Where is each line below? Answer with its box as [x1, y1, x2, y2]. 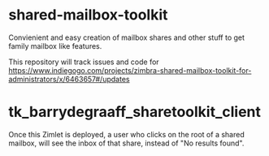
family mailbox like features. [8, 41, 102, 50]
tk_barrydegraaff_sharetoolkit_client [8, 103, 262, 121]
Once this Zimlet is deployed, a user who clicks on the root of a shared [8, 129, 245, 139]
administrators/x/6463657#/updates [8, 74, 130, 84]
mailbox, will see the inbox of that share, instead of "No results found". [8, 138, 245, 148]
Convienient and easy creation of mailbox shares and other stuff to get [8, 32, 245, 42]
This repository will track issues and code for [8, 57, 160, 67]
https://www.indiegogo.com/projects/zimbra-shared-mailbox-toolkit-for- [8, 65, 252, 75]
